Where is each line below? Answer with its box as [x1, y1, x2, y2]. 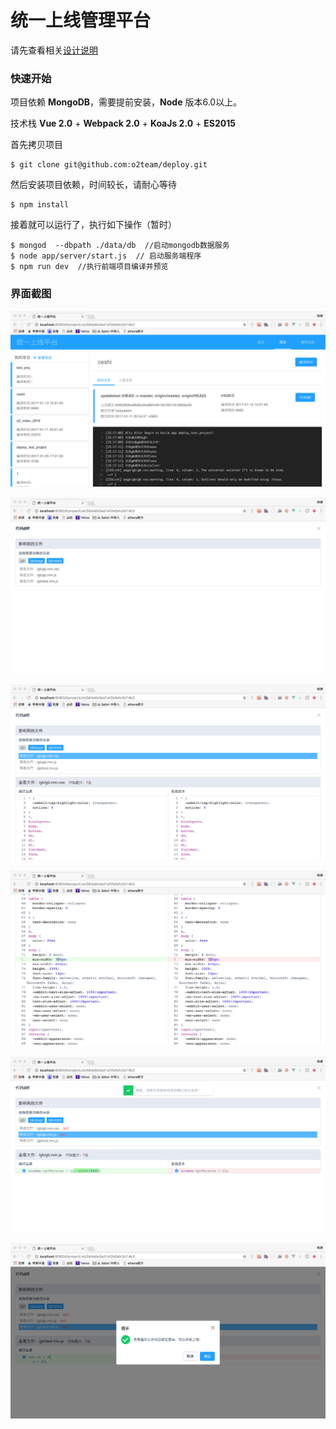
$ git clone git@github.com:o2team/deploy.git [10, 160, 208, 170]
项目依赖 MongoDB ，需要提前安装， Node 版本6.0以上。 [10, 96, 243, 108]
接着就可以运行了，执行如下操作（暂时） [10, 219, 177, 231]
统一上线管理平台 [10, 9, 152, 32]
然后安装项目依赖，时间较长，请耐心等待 [10, 179, 177, 191]
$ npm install [10, 200, 70, 210]
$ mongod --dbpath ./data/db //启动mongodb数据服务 [10, 241, 230, 251]
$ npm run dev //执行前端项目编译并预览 [10, 262, 169, 272]
